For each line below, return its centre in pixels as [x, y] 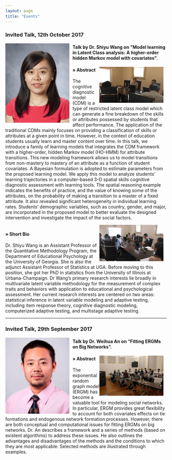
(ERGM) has [85, 392]
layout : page [19, 11]
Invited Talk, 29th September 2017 [49, 329]
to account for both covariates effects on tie [119, 414]
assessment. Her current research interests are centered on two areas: [80, 295]
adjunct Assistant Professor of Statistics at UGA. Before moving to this [79, 267]
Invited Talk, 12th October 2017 [45, 35]
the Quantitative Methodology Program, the [51, 251]
